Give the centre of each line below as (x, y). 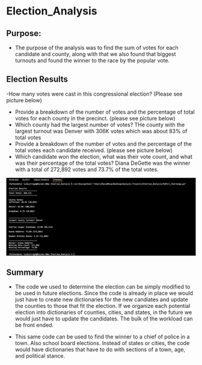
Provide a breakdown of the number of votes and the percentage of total (105, 112)
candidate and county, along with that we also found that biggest (95, 54)
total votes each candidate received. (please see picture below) (94, 150)
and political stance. (40, 356)
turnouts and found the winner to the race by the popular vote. (92, 60)
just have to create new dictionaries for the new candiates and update (101, 299)
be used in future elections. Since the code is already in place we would (104, 293)
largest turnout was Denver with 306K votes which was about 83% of (101, 131)
